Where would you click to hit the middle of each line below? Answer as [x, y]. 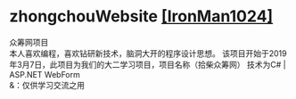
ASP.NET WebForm [45, 74]
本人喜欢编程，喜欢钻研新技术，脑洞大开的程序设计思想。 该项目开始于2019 [148, 53]
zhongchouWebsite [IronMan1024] [141, 16]
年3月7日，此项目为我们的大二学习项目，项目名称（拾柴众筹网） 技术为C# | [148, 64]
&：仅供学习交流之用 [47, 85]
